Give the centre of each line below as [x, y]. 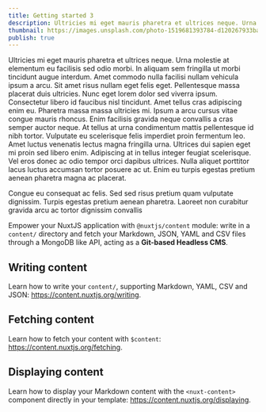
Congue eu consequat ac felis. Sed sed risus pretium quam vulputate [121, 193]
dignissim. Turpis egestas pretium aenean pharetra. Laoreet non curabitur [128, 202]
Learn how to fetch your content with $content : [85, 338]
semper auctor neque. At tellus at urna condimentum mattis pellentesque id [131, 128]
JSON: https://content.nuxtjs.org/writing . [75, 295]
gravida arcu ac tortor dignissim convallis [75, 210]
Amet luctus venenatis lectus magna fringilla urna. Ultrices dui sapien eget [129, 144]
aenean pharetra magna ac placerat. [67, 178]
